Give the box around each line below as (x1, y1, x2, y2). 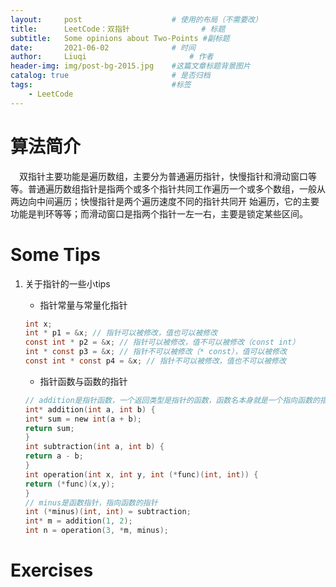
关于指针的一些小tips (24, 277, 111, 290)
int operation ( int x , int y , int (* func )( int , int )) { (24, 469, 259, 480)
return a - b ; (24, 451, 84, 461)
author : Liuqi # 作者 (10, 52, 214, 62)
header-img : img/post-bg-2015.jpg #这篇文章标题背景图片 (10, 61, 251, 71)
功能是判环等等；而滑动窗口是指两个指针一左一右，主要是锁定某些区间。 (10, 207, 308, 220)
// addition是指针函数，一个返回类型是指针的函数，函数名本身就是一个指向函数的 (24, 395, 320, 405)
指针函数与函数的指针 (39, 375, 128, 387)
